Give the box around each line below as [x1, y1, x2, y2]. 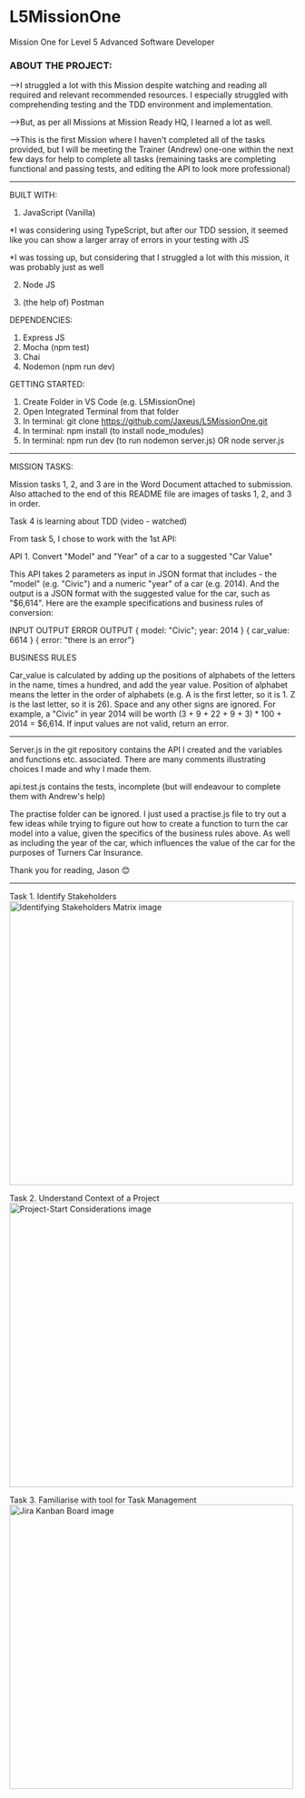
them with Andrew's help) [9, 791, 106, 802]
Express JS [22, 332, 65, 343]
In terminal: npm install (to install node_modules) [22, 426, 204, 437]
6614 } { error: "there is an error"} [9, 635, 135, 646]
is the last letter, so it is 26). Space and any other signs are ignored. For [9, 698, 276, 710]
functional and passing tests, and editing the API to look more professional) [9, 164, 290, 175]
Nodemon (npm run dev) [22, 361, 115, 372]
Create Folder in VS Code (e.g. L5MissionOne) [22, 397, 196, 407]
